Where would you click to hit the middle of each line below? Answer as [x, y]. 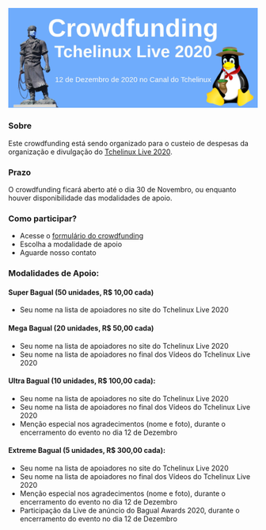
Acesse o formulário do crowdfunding [82, 236]
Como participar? [43, 219]
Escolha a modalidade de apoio [71, 244]
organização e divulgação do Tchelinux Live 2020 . [90, 152]
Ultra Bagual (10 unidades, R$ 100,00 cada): [82, 381]
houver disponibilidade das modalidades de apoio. [90, 198]
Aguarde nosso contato [58, 253]
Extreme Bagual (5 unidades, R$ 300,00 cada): [87, 451]
